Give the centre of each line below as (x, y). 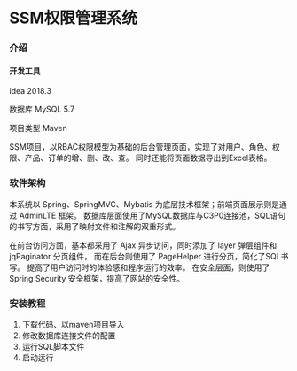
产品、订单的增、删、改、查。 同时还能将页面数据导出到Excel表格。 (148, 158)
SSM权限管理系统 (73, 18)
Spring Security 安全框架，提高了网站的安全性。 (97, 278)
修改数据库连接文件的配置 (69, 335)
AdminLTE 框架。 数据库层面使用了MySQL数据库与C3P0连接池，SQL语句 (152, 215)
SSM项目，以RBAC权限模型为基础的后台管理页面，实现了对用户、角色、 (141, 147)
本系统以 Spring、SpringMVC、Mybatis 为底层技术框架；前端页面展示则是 (144, 204)
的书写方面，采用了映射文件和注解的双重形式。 (94, 226)
